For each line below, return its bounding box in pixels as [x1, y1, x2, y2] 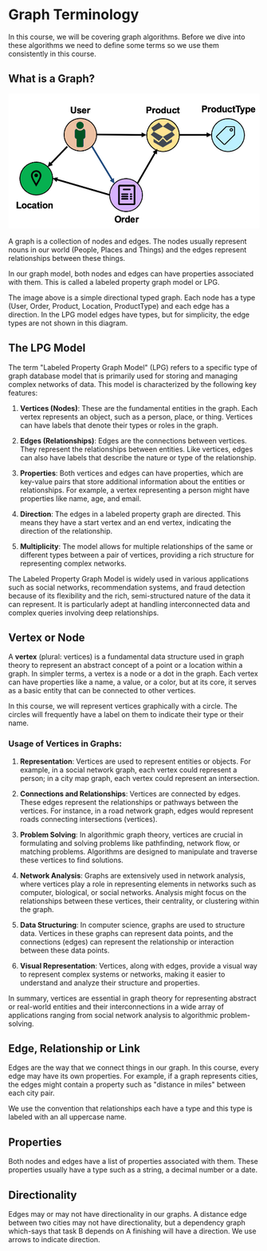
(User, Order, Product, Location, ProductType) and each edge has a [8, 301, 230, 310]
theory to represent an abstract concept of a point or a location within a [8, 661, 243, 670]
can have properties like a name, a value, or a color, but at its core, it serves [8, 677, 257, 687]
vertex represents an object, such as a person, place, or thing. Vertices [19, 412, 253, 421]
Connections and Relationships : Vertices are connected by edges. [19, 788, 241, 799]
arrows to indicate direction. [8, 1235, 101, 1245]
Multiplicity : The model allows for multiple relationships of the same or [19, 541, 253, 551]
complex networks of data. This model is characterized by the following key [8, 379, 257, 389]
